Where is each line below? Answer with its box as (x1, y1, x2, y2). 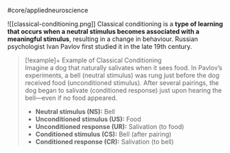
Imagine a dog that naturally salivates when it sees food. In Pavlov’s (24, 64, 222, 72)
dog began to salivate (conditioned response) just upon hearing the (24, 86, 222, 94)
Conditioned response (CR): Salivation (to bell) (35, 137, 174, 146)
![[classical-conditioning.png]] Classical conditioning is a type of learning (7, 20, 224, 28)
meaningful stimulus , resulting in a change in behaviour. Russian (7, 35, 199, 43)
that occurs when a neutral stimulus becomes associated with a (7, 28, 200, 35)
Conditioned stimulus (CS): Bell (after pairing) (35, 130, 172, 138)
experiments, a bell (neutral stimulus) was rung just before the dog (24, 71, 220, 79)
